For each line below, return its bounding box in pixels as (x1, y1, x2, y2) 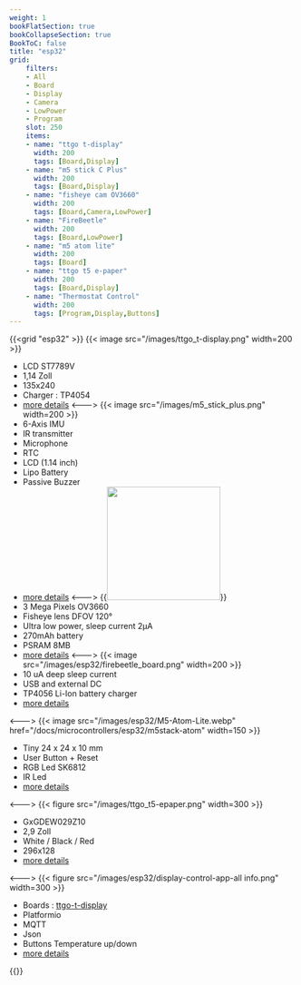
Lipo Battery (22, 467, 69, 478)
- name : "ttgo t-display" (25, 140, 124, 149)
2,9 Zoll (22, 826, 52, 837)
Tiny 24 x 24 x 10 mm (22, 743, 103, 754)
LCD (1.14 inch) (22, 458, 79, 468)
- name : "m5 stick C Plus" (25, 165, 128, 174)
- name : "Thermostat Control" (25, 291, 141, 300)
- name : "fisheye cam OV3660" (25, 191, 141, 200)
